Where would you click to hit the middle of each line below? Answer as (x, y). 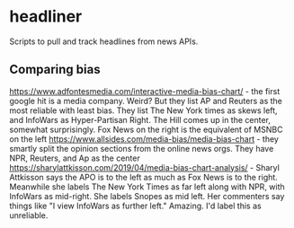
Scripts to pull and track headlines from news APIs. (104, 41)
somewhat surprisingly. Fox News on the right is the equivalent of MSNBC (146, 129)
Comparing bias (55, 70)
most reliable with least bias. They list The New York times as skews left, (143, 110)
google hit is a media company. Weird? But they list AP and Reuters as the (146, 101)
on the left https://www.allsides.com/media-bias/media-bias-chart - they (144, 139)
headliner (46, 17)
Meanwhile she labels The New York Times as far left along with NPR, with (147, 187)
